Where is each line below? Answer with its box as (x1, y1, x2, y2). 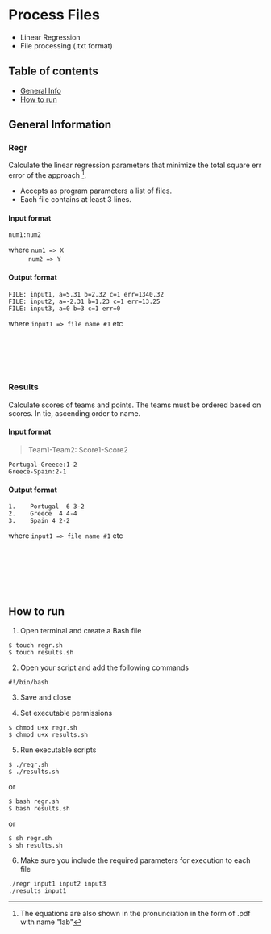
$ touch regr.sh (8, 642, 63, 650)
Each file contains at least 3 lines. (19, 195, 131, 204)
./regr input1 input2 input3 (8, 880, 106, 888)
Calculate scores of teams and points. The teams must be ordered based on (8, 400, 261, 410)
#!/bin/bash (8, 679, 48, 687)
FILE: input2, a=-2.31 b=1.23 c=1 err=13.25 (8, 297, 161, 305)
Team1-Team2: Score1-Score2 (27, 445, 128, 454)
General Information (8, 118, 112, 132)
